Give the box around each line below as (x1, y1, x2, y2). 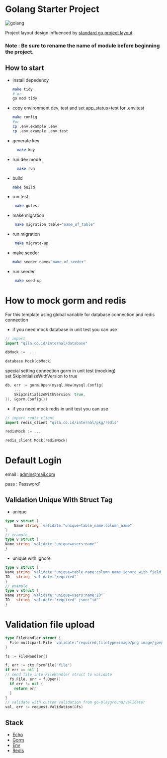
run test (12, 194, 29, 200)
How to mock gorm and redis (5, 295, 126, 306)
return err (14, 686, 37, 691)
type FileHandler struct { (5, 635, 61, 640)
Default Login (5, 455, 62, 466)
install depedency (12, 77, 49, 83)
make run (17, 166, 35, 171)
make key (17, 147, 35, 152)
